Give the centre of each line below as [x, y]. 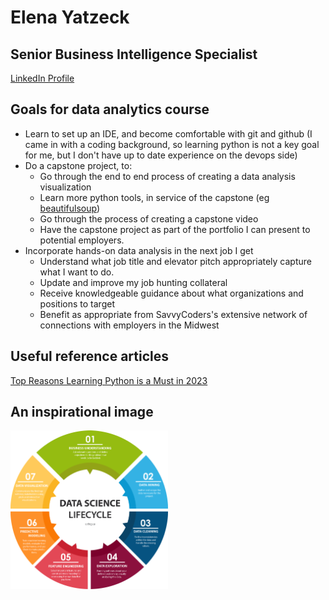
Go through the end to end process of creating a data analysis [167, 176]
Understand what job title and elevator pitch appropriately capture [175, 261]
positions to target [77, 303]
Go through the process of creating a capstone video [149, 218]
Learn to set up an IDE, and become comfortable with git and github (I [168, 133]
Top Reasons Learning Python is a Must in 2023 [109, 380]
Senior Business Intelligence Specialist [134, 54]
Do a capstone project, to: [78, 165]
